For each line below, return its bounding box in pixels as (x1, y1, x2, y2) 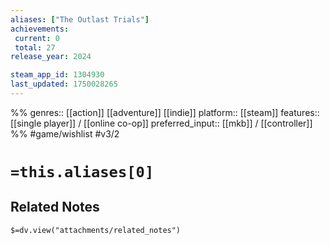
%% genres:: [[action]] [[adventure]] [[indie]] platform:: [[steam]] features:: (10, 106, 320, 118)
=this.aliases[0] (10, 163, 155, 182)
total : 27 (14, 42, 56, 53)
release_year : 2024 (10, 52, 92, 62)
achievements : (10, 24, 70, 34)
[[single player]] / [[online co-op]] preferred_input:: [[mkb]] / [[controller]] (10, 117, 313, 129)
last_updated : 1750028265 (10, 79, 118, 90)
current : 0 (14, 33, 60, 43)
